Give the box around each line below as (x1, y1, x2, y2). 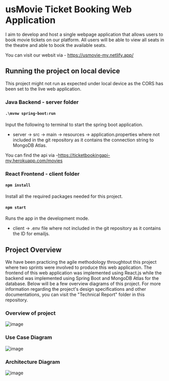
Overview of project (5, 310, 56, 317)
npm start (5, 205, 27, 210)
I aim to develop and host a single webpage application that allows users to (5, 31, 163, 37)
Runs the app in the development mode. (5, 215, 89, 221)
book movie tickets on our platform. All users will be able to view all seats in (5, 37, 164, 43)
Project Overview (5, 245, 62, 254)
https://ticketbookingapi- (58, 152, 110, 158)
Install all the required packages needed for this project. (5, 193, 123, 199)
